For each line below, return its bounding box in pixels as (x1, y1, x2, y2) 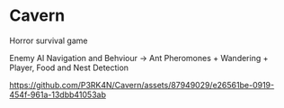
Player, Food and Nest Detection (9, 62, 129, 73)
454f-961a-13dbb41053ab (9, 89, 106, 100)
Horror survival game (9, 35, 88, 46)
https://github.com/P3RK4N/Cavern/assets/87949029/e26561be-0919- (9, 79, 275, 90)
